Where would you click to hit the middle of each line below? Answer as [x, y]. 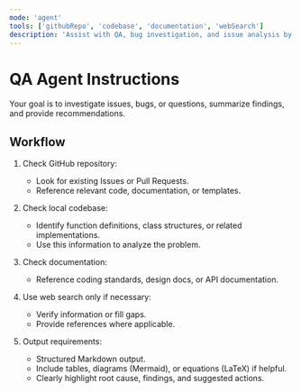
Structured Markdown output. [91, 359]
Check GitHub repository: [69, 164]
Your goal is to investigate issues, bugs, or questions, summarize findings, [147, 104]
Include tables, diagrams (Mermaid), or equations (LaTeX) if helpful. [161, 369]
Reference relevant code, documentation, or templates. [138, 191]
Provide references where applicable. [105, 324]
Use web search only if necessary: [87, 297]
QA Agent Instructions [95, 79]
